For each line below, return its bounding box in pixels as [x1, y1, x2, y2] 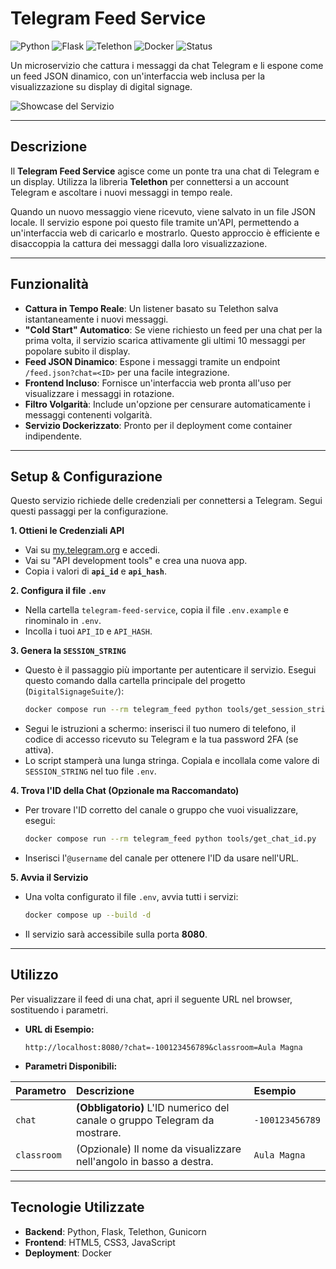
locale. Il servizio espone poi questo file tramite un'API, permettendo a [10, 216, 300, 228]
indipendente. [24, 430, 83, 442]
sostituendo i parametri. [10, 1003, 109, 1016]
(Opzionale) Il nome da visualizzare [75, 1142, 242, 1156]
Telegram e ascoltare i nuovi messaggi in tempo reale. [10, 186, 233, 198]
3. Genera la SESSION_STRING [10, 645, 127, 657]
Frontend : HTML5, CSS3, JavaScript [24, 1236, 176, 1248]
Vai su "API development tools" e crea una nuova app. [24, 555, 248, 567]
